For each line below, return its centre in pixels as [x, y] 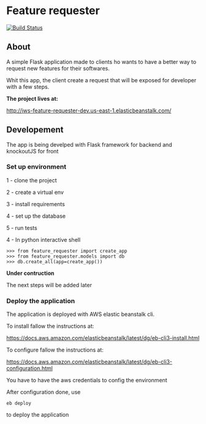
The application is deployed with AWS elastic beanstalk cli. [81, 314]
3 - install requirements [36, 204]
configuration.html [30, 368]
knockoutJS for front [32, 151]
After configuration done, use [44, 392]
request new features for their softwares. [58, 68]
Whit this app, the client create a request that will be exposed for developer [101, 80]
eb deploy [19, 403]
